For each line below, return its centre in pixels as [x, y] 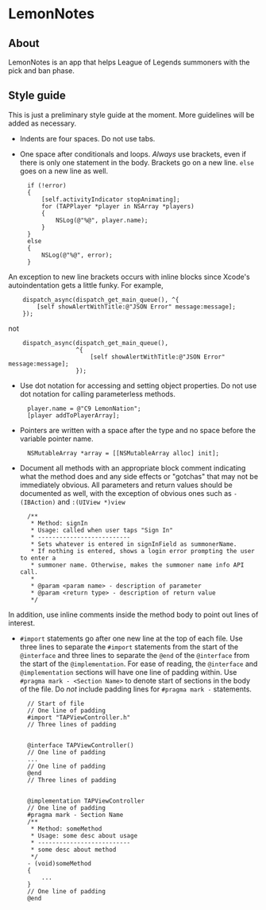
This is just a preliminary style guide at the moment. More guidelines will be [131, 114]
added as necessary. [42, 123]
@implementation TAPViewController [86, 801]
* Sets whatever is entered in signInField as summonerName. [134, 544]
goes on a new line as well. [64, 171]
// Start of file [56, 703]
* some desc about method [73, 850]
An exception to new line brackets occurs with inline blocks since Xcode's [129, 277]
